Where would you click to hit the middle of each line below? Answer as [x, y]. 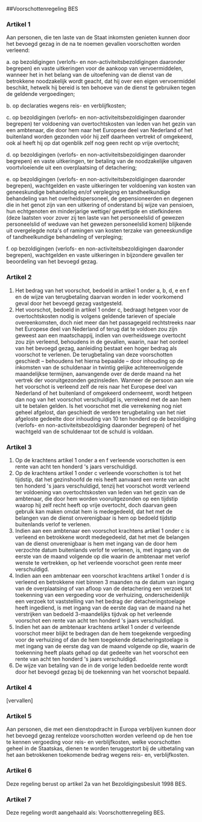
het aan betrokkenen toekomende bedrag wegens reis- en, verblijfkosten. [98, 755]
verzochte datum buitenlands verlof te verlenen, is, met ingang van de [102, 550]
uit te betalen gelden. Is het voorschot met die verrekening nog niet [98, 406]
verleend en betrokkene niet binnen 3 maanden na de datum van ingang [105, 582]
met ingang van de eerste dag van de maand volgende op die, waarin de [105, 646]
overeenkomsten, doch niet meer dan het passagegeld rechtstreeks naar [105, 322]
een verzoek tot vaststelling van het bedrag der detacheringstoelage [100, 601]
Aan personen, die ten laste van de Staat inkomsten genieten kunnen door [98, 37]
